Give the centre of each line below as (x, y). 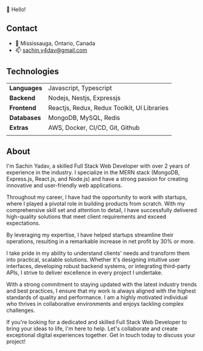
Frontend (23, 108)
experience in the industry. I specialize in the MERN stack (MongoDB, (93, 172)
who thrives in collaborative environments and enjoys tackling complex (95, 304)
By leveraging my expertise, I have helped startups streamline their (90, 235)
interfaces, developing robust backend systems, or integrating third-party (98, 266)
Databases (25, 118)
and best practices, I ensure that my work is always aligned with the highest (101, 291)
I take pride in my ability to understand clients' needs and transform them (98, 253)
